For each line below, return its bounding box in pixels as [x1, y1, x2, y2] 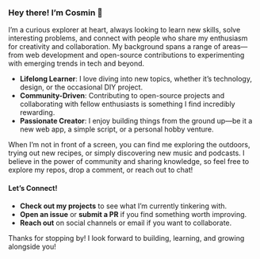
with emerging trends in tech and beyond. [8, 59, 145, 68]
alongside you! [8, 242, 57, 251]
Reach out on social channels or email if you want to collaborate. [19, 218, 232, 227]
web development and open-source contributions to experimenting [25, 51, 245, 60]
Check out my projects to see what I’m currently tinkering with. [19, 201, 227, 211]
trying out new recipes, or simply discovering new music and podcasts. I [8, 148, 245, 158]
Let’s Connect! [8, 183, 58, 192]
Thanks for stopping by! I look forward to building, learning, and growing [8, 233, 245, 242]
